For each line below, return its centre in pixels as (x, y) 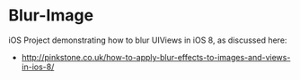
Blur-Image (51, 16)
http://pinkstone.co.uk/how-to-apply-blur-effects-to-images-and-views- (156, 57)
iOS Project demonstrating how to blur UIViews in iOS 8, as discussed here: (148, 40)
